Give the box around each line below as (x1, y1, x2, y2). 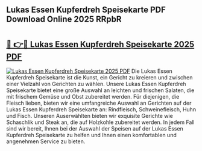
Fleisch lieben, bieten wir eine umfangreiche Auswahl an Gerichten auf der (6, 99, 192, 106)
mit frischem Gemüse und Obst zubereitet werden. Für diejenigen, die (6, 93, 180, 100)
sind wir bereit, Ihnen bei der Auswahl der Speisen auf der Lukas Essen (6, 125, 184, 132)
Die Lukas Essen (131, 67, 173, 75)
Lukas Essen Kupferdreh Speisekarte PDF (6, 5, 166, 15)
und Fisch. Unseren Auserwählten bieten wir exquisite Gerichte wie (6, 112, 173, 119)
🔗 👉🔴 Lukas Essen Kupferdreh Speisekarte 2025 (6, 39, 195, 49)
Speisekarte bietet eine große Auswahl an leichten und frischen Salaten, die (6, 87, 195, 94)
